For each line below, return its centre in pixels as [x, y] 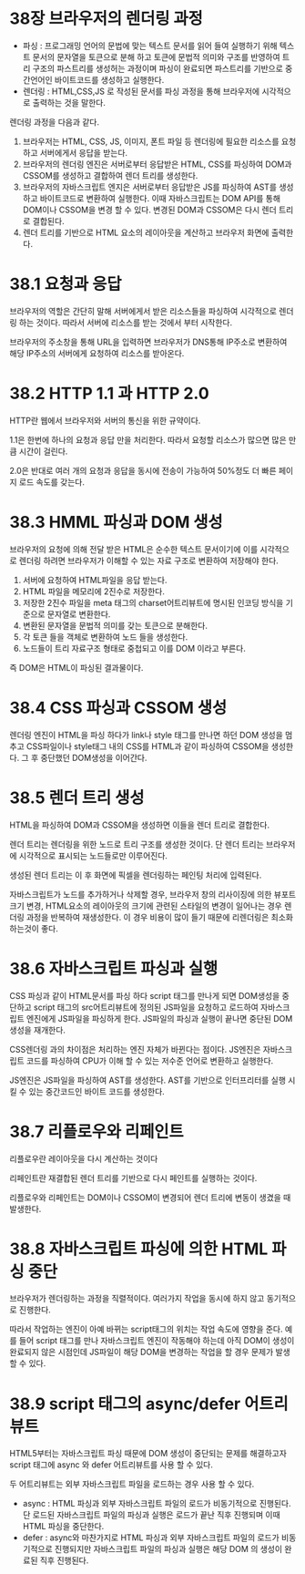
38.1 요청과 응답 [66, 284]
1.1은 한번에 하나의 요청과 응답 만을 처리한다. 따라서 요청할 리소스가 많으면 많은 [148, 439]
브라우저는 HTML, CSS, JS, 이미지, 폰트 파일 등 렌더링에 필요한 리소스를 [151, 141]
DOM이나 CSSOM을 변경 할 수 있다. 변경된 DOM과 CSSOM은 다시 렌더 [150, 210]
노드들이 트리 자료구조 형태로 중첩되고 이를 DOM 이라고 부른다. [134, 648]
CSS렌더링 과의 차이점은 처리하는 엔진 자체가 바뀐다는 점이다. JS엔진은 [135, 1049]
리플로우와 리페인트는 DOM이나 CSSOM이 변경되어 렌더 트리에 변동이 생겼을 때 [150, 1197]
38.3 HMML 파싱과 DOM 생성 [116, 522]
